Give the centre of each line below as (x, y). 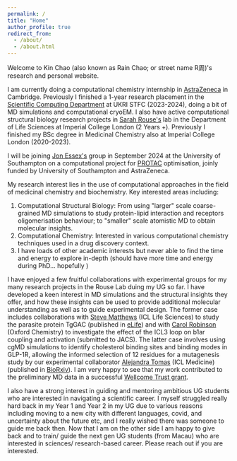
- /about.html (34, 47)
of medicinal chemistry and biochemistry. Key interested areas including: (113, 192)
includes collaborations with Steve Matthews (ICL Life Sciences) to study (113, 317)
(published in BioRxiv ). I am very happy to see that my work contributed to (115, 369)
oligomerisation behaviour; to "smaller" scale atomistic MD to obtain (116, 221)
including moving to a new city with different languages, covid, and (105, 413)
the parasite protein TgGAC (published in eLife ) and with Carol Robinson (112, 325)
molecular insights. (45, 228)
